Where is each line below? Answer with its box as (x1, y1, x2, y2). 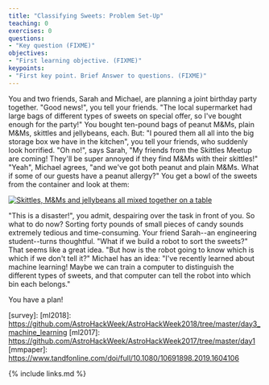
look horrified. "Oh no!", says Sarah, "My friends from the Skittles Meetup (8, 145, 252, 155)
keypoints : (8, 64, 45, 72)
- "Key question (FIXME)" (8, 42, 95, 50)
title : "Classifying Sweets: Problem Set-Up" (8, 11, 163, 20)
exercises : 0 (8, 27, 52, 35)
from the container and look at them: (8, 179, 130, 189)
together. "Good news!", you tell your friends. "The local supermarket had (8, 102, 253, 112)
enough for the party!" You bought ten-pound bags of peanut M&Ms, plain (8, 119, 255, 129)
